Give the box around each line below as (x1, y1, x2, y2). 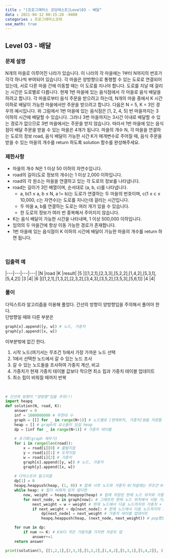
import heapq (5, 399, 33, 404)
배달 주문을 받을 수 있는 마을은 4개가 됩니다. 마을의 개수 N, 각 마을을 (14, 126, 148, 132)
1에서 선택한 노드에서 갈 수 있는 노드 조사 (12, 356, 93, 362)
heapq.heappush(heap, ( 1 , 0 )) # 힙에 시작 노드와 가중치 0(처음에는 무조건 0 (14, 483, 163, 489)
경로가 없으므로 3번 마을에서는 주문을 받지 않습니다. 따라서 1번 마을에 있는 (10, 120, 154, 126)
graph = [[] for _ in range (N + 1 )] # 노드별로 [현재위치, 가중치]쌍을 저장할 (14, 417, 162, 423)
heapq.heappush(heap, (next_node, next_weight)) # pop (41, 516, 158, 521)
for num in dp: (14, 525, 46, 530)
